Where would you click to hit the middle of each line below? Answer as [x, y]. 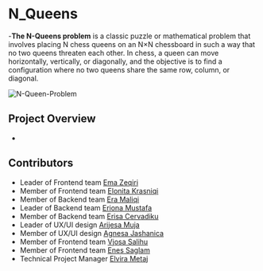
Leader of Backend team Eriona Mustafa [86, 207]
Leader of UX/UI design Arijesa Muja [80, 225]
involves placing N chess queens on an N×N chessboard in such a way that [132, 44]
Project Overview [52, 119]
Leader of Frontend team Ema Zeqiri [79, 182]
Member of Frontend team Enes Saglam [85, 250]
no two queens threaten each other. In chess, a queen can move [114, 53]
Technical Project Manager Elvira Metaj [84, 258]
